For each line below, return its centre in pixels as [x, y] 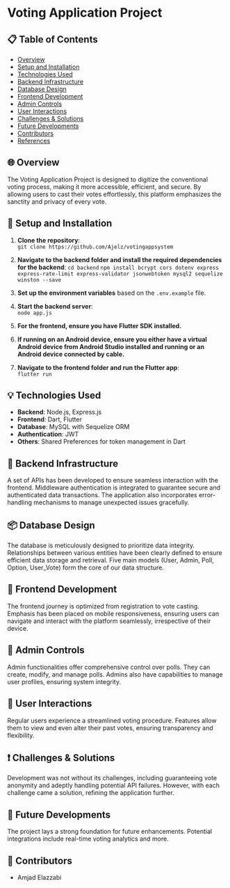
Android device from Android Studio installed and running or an [111, 346]
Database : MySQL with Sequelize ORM [73, 427]
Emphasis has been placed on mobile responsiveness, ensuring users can [113, 613]
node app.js [34, 313]
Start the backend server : [55, 306]
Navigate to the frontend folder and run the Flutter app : [98, 367]
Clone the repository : [49, 240]
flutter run [34, 374]
